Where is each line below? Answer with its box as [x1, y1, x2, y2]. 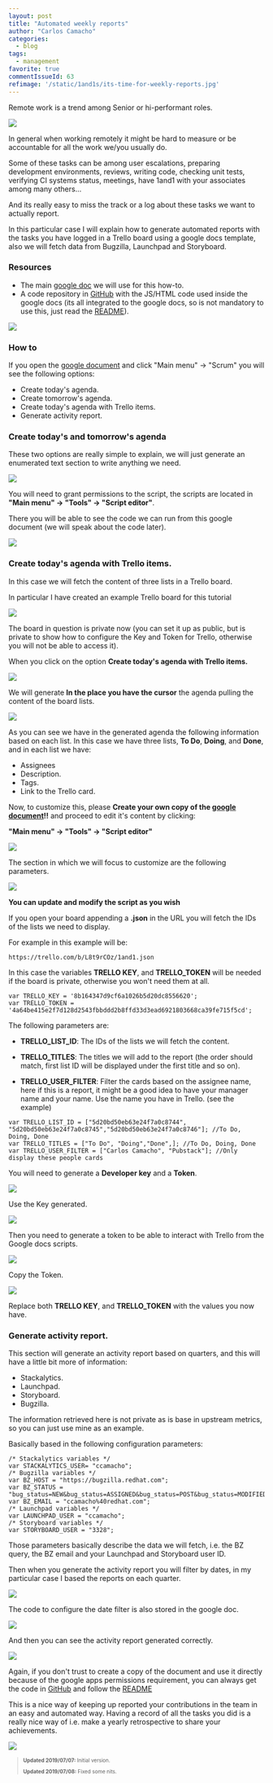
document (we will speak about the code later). [8, 522, 167, 532]
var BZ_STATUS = [8, 1483, 63, 1491]
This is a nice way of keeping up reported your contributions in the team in [8, 1699, 258, 1709]
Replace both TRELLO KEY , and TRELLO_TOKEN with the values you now [8, 1301, 254, 1311]
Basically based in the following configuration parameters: [8, 1438, 203, 1448]
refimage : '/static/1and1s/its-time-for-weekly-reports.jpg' [8, 80, 220, 88]
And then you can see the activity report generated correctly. [8, 1635, 214, 1645]
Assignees [19, 760, 56, 770]
